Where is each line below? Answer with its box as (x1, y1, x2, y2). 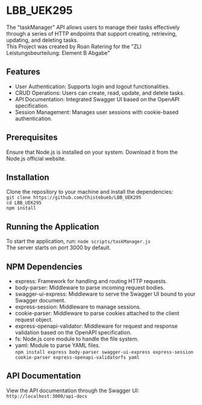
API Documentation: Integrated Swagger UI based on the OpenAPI (14, 95, 180, 103)
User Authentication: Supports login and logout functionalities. (14, 83, 170, 90)
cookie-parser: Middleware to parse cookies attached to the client (14, 310, 180, 317)
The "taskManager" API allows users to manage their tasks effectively (6, 24, 180, 31)
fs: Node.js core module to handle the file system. (14, 336, 139, 342)
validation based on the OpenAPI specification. (14, 329, 132, 336)
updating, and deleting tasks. (6, 36, 78, 43)
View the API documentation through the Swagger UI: (6, 387, 140, 394)
